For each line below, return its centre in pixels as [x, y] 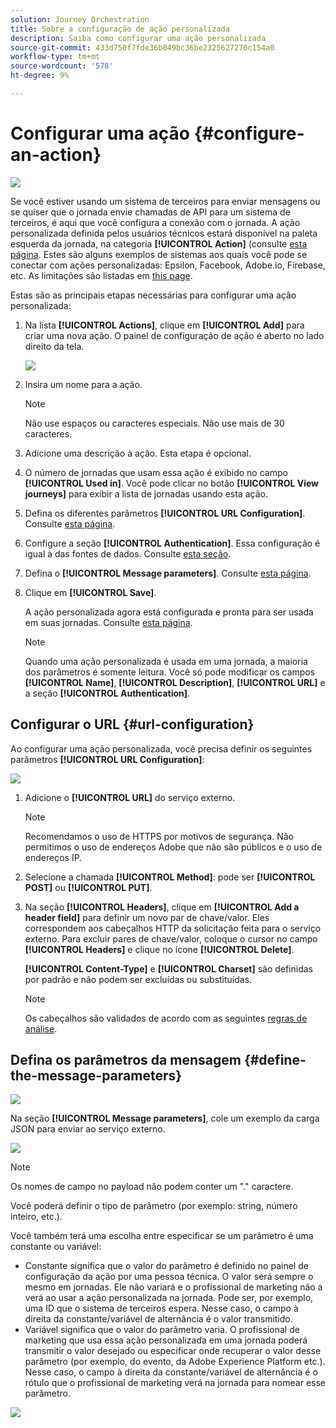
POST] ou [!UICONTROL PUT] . [88, 887]
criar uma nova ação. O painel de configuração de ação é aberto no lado [174, 335]
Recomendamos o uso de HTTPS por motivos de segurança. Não [159, 836]
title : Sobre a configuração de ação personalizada [120, 29]
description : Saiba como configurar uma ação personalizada [138, 38]
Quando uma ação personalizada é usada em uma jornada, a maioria [166, 661]
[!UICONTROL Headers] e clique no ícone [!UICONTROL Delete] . [159, 949]
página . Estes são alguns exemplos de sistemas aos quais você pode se [159, 254]
